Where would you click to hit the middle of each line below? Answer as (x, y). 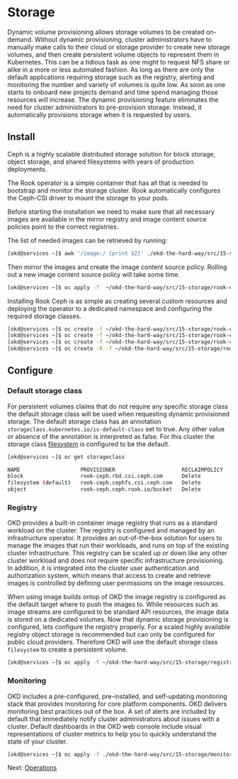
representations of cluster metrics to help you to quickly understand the (112, 734)
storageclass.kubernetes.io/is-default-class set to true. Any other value (116, 428)
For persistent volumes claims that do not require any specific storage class (118, 406)
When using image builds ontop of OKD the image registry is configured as (117, 597)
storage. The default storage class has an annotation (84, 421)
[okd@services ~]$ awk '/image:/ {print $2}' (75, 253)
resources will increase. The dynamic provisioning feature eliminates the (113, 99)
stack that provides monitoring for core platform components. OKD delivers (117, 704)
